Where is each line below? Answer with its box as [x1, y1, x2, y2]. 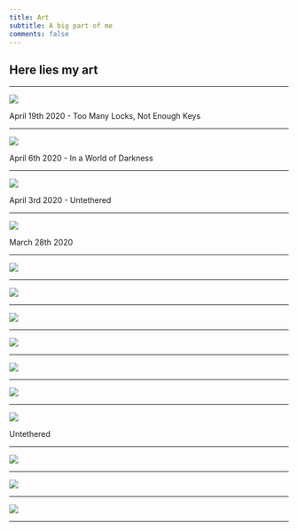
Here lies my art [9, 62, 98, 77]
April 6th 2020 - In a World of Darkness [9, 152, 153, 164]
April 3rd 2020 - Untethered [9, 195, 112, 206]
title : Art [9, 12, 50, 22]
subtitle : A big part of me [9, 21, 114, 30]
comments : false [9, 29, 69, 38]
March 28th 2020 [9, 237, 74, 248]
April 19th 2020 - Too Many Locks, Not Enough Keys [9, 111, 201, 121]
